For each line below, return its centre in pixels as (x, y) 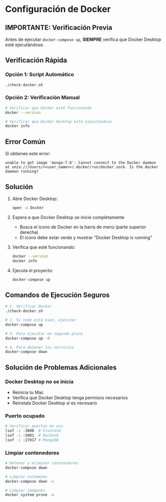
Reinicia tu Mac (28, 392)
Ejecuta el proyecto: (33, 270)
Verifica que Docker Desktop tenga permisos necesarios (70, 398)
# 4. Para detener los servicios (40, 347)
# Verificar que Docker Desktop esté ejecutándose (58, 121)
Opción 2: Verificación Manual (43, 98)
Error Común (25, 142)
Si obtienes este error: (28, 154)
